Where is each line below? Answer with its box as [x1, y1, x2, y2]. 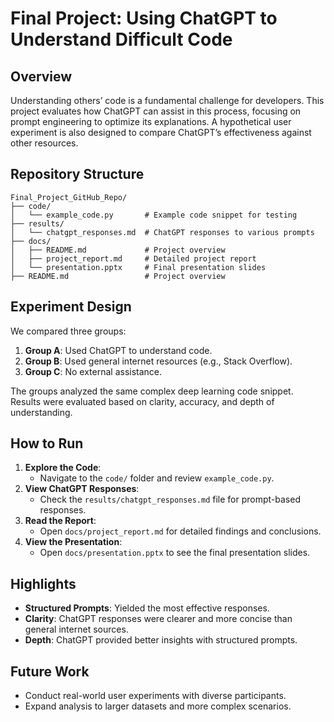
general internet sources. [24, 623, 129, 636]
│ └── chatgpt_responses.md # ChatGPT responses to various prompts [10, 227, 315, 237]
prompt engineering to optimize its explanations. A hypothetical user [10, 116, 292, 127]
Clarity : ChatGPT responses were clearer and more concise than [24, 613, 293, 625]
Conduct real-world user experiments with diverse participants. [24, 690, 287, 702]
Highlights [10, 575, 77, 592]
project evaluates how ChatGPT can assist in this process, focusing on [10, 105, 302, 117]
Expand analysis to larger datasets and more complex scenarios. [24, 700, 292, 712]
